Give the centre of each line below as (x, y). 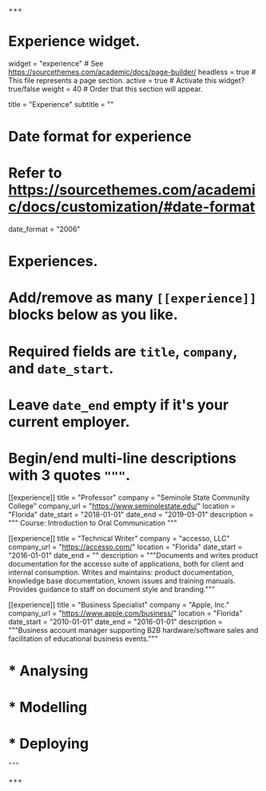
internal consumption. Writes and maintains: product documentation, (121, 572)
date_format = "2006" (44, 229)
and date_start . (61, 368)
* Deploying (49, 744)
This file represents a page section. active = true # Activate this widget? (127, 80)
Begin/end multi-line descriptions (123, 458)
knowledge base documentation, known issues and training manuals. (122, 580)
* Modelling (48, 708)
